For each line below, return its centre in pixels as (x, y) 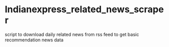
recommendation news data (34, 40)
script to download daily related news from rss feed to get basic (72, 34)
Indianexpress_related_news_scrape (84, 9)
